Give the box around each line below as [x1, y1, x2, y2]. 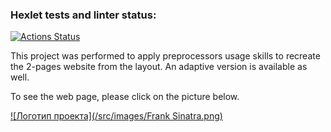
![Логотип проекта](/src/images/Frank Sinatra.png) [10, 110, 223, 122]
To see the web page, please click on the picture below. [10, 91, 240, 103]
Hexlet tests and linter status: [10, 8, 157, 22]
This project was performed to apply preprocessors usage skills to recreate [10, 50, 321, 62]
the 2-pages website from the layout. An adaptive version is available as [10, 61, 308, 73]
